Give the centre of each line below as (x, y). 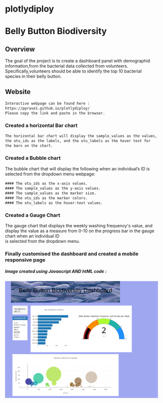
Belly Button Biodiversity (56, 31)
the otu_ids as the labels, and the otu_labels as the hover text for (78, 141)
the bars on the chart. (29, 146)
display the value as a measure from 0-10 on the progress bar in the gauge (80, 231)
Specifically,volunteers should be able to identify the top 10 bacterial (73, 71)
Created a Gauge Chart (33, 215)
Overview (20, 49)
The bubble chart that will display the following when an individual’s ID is (77, 168)
